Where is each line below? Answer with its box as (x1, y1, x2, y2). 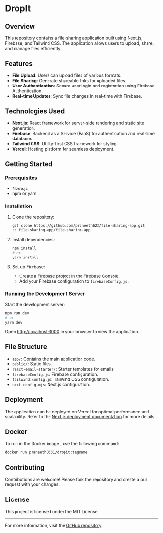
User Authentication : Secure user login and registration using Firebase (12, 83, 155, 88)
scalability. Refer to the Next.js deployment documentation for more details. (5, 413, 156, 419)
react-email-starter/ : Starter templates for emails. (12, 366, 115, 372)
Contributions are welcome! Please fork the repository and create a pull (5, 477, 148, 482)
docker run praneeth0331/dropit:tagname (5, 450, 88, 455)
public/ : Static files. (12, 361, 52, 367)
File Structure (5, 343, 47, 351)
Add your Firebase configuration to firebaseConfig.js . (19, 278, 129, 284)
